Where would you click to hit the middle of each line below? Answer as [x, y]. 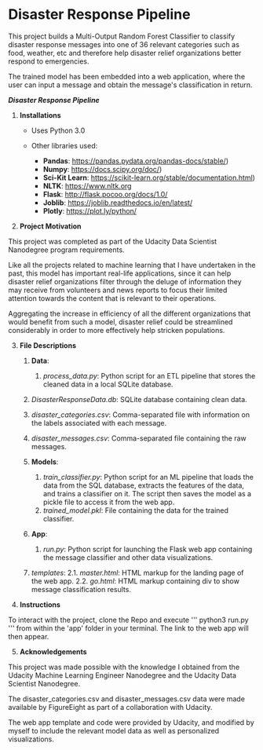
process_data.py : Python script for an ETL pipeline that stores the [149, 375]
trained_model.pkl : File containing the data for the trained [136, 510]
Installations [40, 115]
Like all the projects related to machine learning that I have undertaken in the [132, 265]
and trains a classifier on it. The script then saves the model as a [147, 493]
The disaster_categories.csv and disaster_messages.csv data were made [127, 699]
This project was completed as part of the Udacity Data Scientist [113, 241]
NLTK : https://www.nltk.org [87, 185]
